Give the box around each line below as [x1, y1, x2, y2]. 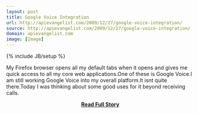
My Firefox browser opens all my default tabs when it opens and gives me [6, 64, 188, 71]
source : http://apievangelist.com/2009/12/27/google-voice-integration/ [6, 25, 191, 31]
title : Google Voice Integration [6, 14, 89, 20]
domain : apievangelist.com [6, 31, 73, 37]
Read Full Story [81, 101, 120, 107]
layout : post [6, 8, 39, 15]
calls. [6, 90, 20, 96]
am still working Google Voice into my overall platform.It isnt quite [6, 77, 168, 84]
